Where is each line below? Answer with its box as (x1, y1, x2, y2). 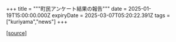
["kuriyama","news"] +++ (6, 18, 68, 25)
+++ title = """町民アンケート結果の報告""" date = (6, 5, 127, 12)
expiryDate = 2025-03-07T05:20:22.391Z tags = (52, 12, 171, 19)
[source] (6, 30, 27, 37)
